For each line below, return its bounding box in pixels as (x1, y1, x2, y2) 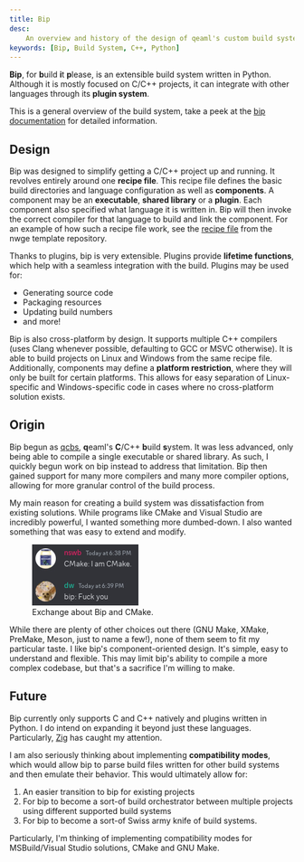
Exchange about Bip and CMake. (32, 606, 154, 617)
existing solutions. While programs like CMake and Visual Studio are (9, 507, 262, 517)
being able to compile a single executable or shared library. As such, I (9, 450, 269, 461)
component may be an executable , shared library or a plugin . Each (9, 194, 262, 205)
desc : (9, 24, 30, 33)
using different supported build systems (22, 805, 172, 816)
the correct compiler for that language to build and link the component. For (9, 213, 288, 225)
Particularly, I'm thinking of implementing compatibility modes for (9, 832, 253, 843)
